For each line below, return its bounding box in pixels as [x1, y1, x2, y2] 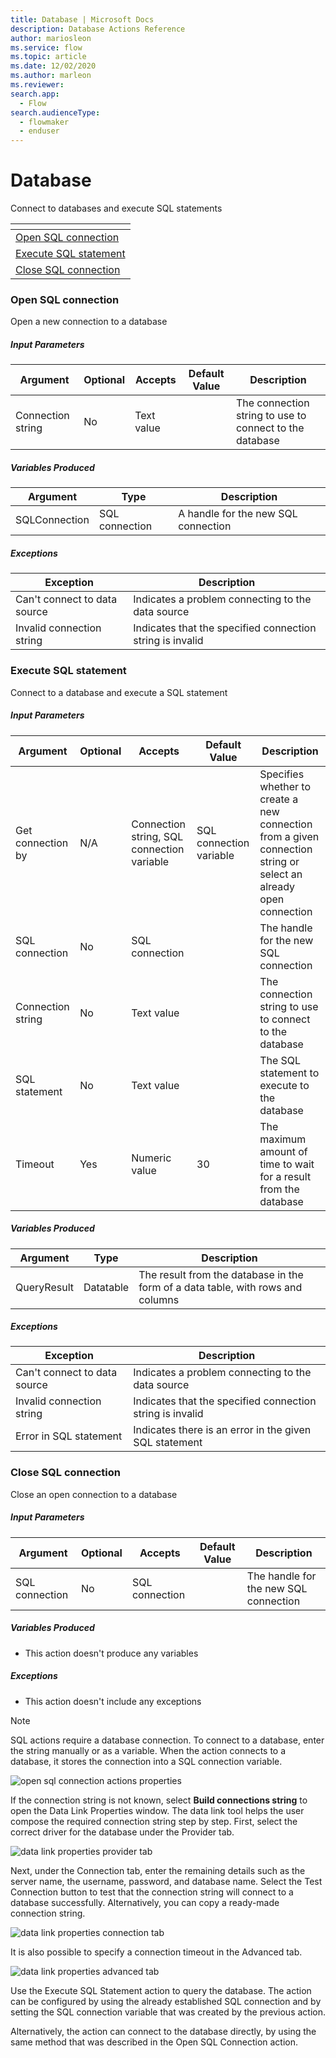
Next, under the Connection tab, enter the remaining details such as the [10, 1864, 306, 1876]
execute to [259, 1078, 310, 1092]
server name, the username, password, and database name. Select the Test [10, 1875, 323, 1887]
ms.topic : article [10, 52, 87, 62]
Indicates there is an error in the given [133, 1423, 312, 1437]
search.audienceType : [10, 107, 101, 118]
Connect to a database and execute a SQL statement [10, 686, 228, 698]
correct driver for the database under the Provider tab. [10, 1826, 235, 1838]
